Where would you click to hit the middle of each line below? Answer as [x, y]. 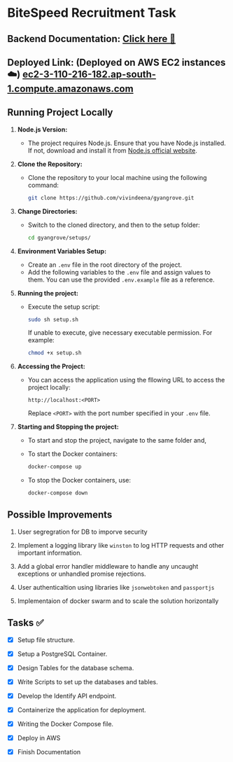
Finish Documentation [49, 752]
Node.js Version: [42, 129]
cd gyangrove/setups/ [59, 237]
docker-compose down [58, 493]
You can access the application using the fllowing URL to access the [126, 380]
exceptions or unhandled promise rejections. [82, 574]
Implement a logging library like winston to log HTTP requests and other [121, 545]
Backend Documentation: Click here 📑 [92, 39]
